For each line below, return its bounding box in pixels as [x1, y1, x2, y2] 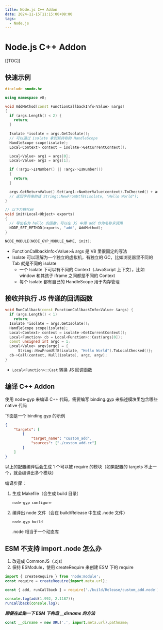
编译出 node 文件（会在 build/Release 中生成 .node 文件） [12, 510, 128, 515]
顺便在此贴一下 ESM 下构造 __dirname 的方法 [5, 610, 96, 616]
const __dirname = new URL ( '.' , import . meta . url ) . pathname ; [5, 620, 130, 625]
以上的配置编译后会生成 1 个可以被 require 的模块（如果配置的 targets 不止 [5, 464, 153, 470]
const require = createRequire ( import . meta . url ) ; [5, 579, 108, 584]
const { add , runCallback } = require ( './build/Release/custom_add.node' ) [5, 587, 160, 592]
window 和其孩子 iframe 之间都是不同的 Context [19, 273, 115, 278]
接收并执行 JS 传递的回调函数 [5, 294, 93, 302]
